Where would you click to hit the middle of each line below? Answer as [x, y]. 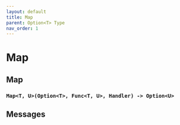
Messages [26, 115]
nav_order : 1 [22, 28]
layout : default [26, 12]
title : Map [20, 17]
